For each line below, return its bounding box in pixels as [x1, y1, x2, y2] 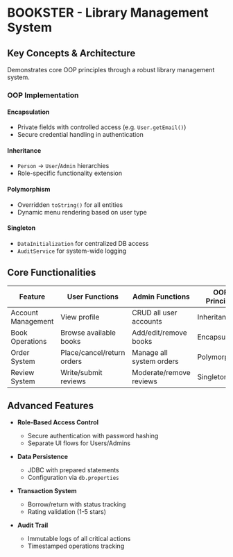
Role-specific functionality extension [17, 169, 123, 178]
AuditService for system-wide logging [17, 247, 127, 255]
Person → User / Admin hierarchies [17, 162, 110, 170]
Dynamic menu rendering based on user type [17, 208, 147, 216]
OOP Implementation [7, 90, 79, 100]
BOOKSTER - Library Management [7, 5, 209, 21]
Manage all [131, 347, 168, 357]
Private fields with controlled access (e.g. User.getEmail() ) [17, 123, 187, 131]
